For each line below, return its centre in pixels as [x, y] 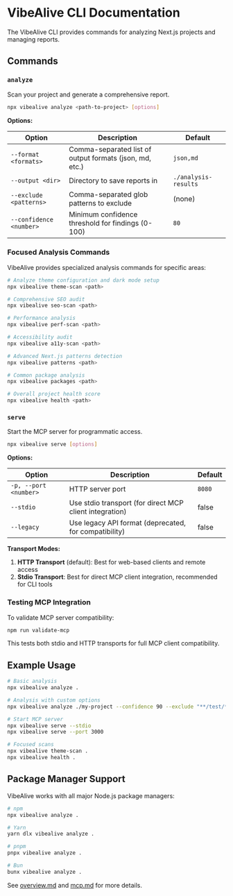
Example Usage [42, 665]
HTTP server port [97, 489]
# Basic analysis [32, 682]
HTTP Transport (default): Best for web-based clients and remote [111, 562]
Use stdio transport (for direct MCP [126, 503]
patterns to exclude [101, 203]
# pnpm [17, 847]
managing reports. [34, 39]
